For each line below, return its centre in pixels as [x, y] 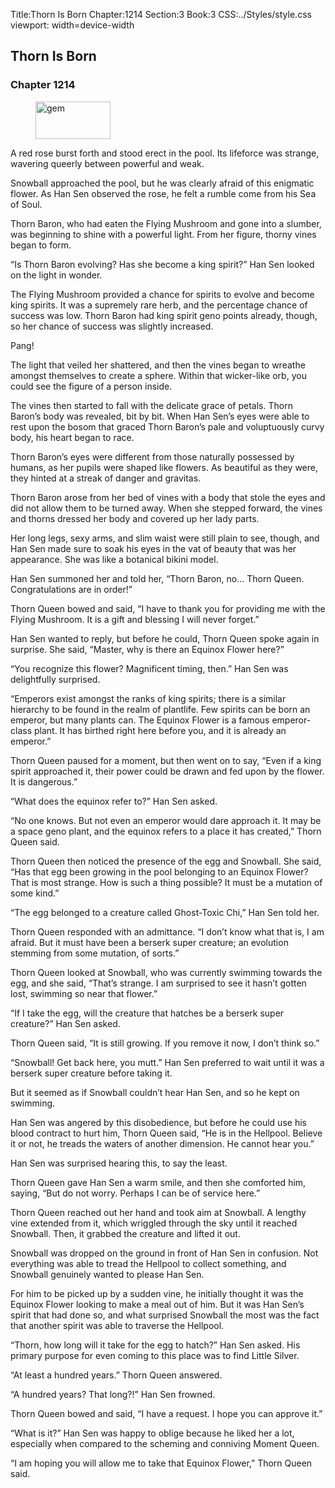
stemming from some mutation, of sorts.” [95, 953]
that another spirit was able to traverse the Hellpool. [117, 1325]
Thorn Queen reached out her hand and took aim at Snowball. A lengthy [158, 1212]
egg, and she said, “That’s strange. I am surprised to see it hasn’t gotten [158, 983]
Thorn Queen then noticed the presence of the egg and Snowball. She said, [166, 861]
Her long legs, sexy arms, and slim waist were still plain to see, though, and [165, 538]
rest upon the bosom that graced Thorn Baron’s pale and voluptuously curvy [167, 426]
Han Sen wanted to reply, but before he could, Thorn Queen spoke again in [165, 638]
